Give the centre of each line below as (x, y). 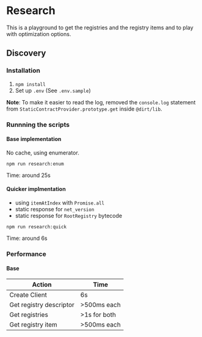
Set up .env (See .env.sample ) (53, 90)
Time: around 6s (27, 238)
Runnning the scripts (38, 125)
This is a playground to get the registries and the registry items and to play (100, 27)
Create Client (28, 295)
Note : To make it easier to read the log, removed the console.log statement (101, 102)
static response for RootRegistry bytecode (69, 216)
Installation (23, 71)
